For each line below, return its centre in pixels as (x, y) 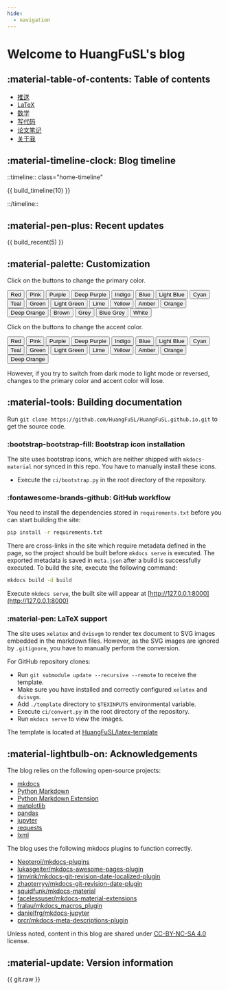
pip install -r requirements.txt (55, 533)
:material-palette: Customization (79, 264)
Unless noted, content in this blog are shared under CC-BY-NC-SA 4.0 (107, 934)
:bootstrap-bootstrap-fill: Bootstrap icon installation (96, 444)
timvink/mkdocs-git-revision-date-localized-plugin (89, 876)
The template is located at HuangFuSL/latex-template (82, 732)
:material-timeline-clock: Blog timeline (92, 160)
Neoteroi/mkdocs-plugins (53, 862)
